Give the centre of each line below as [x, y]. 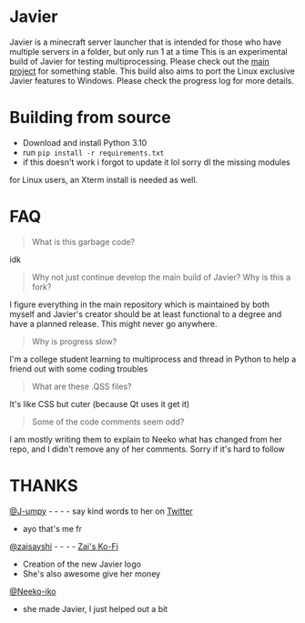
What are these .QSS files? [81, 386]
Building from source [90, 118]
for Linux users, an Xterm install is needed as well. [104, 179]
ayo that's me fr [52, 528]
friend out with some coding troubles [79, 368]
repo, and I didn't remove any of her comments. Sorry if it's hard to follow [147, 449]
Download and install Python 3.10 [85, 142]
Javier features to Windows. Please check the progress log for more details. [152, 80]
